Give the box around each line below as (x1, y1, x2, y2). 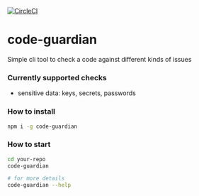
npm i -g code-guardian (7, 123, 78, 130)
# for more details (7, 175, 65, 183)
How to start (7, 139, 51, 149)
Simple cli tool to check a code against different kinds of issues (7, 55, 192, 63)
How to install (7, 107, 55, 116)
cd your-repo (7, 156, 46, 163)
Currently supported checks (7, 72, 108, 82)
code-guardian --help (7, 182, 72, 189)
